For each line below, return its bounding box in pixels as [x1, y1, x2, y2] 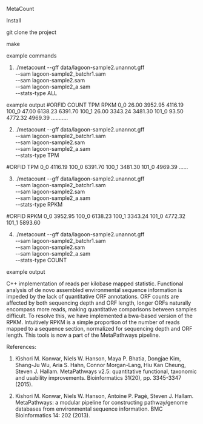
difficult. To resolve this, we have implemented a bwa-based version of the [6, 312, 193, 319]
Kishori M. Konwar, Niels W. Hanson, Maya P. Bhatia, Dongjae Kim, [15, 355, 181, 362]
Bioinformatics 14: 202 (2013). [15, 412, 90, 419]
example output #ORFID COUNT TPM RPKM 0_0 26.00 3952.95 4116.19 [6, 101, 184, 108]
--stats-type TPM [15, 151, 59, 159]
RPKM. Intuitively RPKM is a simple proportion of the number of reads [6, 319, 180, 326]
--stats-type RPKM [15, 201, 63, 208]
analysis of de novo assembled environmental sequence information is [6, 287, 183, 293]
